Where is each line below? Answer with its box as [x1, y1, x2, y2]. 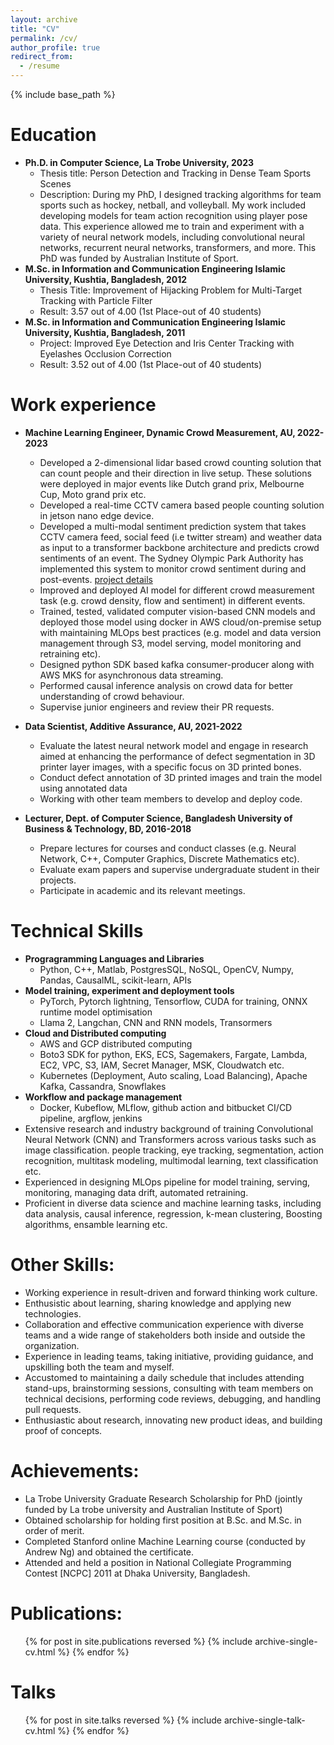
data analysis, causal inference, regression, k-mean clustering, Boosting [24, 1207, 323, 1220]
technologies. [24, 1307, 82, 1320]
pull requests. [24, 1403, 82, 1415]
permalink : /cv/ [10, 33, 78, 43]
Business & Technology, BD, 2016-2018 [24, 822, 192, 835]
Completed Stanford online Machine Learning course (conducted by [24, 1535, 306, 1547]
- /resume [19, 61, 60, 71]
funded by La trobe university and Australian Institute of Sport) [24, 1503, 283, 1515]
